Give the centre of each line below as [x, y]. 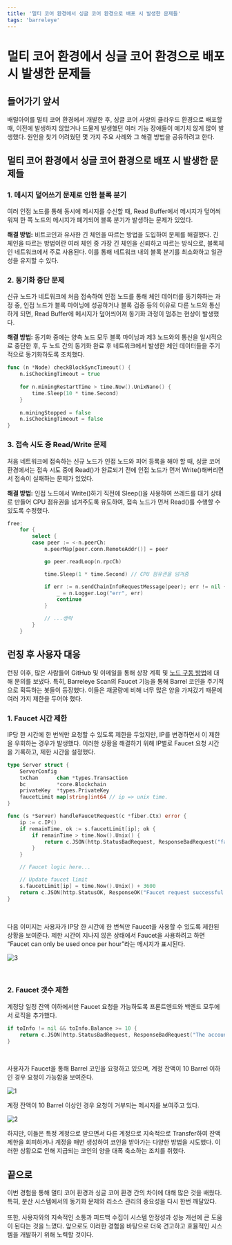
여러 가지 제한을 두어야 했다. [45, 698]
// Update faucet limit [54, 880]
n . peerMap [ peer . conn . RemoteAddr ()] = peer [106, 549]
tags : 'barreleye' [33, 20]
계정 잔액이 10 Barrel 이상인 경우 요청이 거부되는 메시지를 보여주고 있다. [103, 1105]
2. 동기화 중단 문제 [36, 280]
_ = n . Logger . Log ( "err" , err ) [100, 593]
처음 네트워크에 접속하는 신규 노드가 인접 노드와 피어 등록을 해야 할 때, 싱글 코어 [114, 461]
